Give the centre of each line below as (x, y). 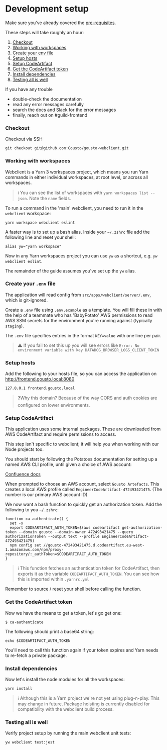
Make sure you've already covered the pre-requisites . (61, 23)
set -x (17, 523)
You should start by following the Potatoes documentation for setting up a (81, 459)
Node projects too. (25, 449)
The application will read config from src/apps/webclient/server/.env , (78, 295)
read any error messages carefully (48, 104)
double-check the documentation (47, 99)
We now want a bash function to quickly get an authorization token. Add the (83, 504)
